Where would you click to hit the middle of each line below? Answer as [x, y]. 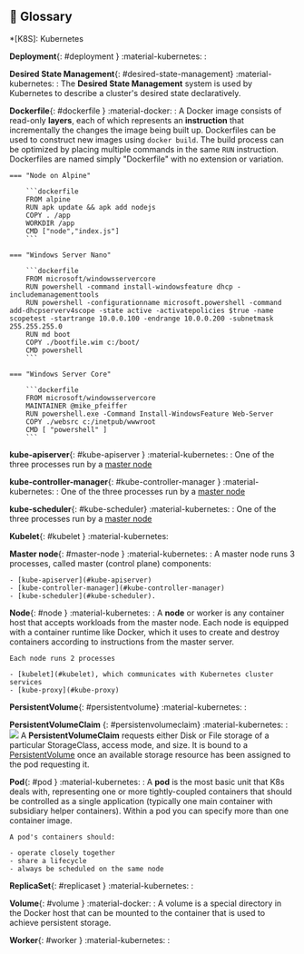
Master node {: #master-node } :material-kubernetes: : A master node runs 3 [152, 554]
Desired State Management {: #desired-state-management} [122, 74]
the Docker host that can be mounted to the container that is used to [137, 912]
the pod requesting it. [49, 764]
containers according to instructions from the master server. [122, 642]
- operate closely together [63, 853]
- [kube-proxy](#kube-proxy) [64, 690]
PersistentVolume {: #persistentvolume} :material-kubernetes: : [128, 707]
